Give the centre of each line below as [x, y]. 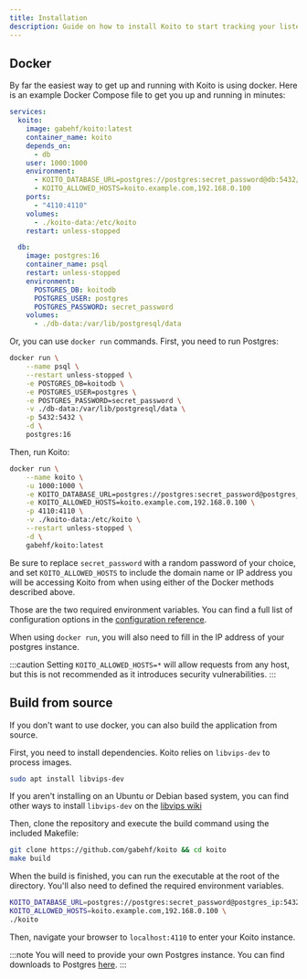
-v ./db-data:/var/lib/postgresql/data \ [106, 409]
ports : [38, 197]
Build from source [61, 703]
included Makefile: [44, 834]
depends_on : [48, 146]
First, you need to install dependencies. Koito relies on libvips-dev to [140, 752]
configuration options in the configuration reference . [108, 619]
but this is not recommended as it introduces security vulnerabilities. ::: [143, 674]
